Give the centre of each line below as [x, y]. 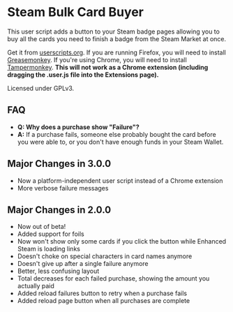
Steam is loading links [48, 249]
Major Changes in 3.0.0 [59, 164]
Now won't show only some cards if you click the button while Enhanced [122, 242]
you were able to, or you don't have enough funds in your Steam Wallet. [120, 142]
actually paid [36, 286]
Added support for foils [51, 234]
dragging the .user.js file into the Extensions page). [83, 75]
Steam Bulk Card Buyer [76, 12]
